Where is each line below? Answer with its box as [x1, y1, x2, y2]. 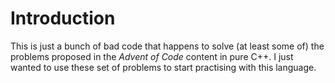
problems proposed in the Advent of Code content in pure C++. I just [10, 50, 294, 62]
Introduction [10, 7, 116, 30]
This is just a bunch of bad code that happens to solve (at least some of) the [10, 40, 325, 52]
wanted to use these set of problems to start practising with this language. [10, 61, 317, 73]
